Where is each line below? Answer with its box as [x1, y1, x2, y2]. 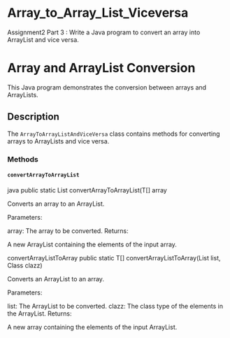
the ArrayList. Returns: [7, 309, 72, 318]
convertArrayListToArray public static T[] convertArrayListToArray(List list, [7, 253, 222, 262]
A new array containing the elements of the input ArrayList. [7, 323, 178, 331]
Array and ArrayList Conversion [7, 60, 196, 76]
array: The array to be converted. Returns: [7, 226, 129, 235]
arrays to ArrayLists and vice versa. [7, 136, 110, 145]
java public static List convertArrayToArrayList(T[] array [7, 185, 168, 194]
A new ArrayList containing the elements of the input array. [7, 240, 177, 248]
